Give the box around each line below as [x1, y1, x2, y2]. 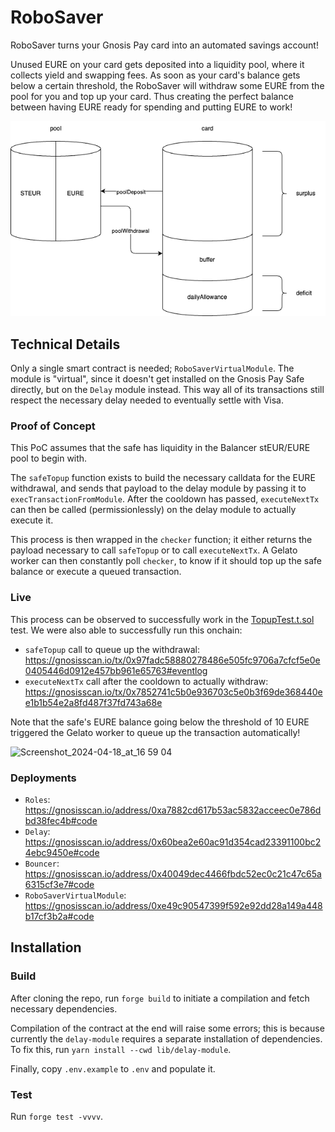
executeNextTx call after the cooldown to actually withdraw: [24, 675, 269, 687]
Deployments [10, 771, 77, 785]
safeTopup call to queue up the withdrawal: [24, 643, 200, 655]
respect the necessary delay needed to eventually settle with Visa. [10, 394, 285, 406]
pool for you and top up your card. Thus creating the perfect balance [10, 90, 294, 102]
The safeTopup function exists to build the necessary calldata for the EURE [10, 472, 316, 484]
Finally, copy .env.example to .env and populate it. [10, 1062, 216, 1075]
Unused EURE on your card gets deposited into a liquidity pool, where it [10, 58, 305, 70]
